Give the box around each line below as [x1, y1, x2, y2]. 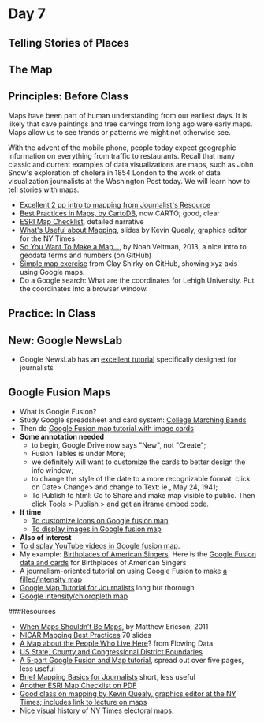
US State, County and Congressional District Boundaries [19, 646, 203, 656]
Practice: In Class [8, 307, 96, 320]
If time [19, 507, 42, 517]
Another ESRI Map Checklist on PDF [19, 680, 137, 690]
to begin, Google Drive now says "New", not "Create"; [31, 440, 206, 450]
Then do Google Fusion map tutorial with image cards [19, 423, 195, 433]
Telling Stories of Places [8, 36, 130, 50]
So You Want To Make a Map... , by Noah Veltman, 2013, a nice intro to [19, 242, 247, 251]
